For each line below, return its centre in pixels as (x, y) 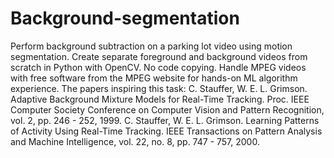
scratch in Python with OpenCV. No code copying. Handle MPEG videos (158, 67)
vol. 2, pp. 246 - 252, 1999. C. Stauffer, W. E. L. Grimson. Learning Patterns (165, 120)
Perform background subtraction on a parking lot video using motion (151, 46)
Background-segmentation (125, 18)
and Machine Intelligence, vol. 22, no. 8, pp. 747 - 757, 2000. (135, 141)
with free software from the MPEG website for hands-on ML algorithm (154, 78)
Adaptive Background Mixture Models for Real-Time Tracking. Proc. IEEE (160, 99)
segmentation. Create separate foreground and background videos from (159, 56)
